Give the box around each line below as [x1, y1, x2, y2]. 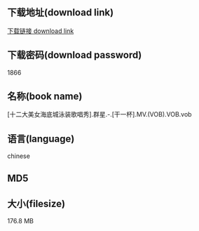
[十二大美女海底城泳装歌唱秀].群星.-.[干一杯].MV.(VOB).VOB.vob [7, 110, 192, 119]
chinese [7, 152, 30, 160]
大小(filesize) [7, 198, 65, 210]
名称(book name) [7, 91, 83, 103]
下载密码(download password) [7, 49, 142, 61]
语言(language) [7, 133, 75, 145]
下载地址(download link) [7, 6, 114, 19]
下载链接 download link [7, 27, 74, 35]
